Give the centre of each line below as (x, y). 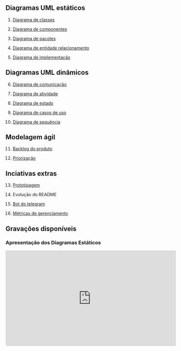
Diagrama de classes (34, 19)
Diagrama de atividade (35, 94)
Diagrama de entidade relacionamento (51, 48)
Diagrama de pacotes (34, 38)
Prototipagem (26, 185)
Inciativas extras (31, 174)
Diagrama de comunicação (40, 84)
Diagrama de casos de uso (39, 112)
